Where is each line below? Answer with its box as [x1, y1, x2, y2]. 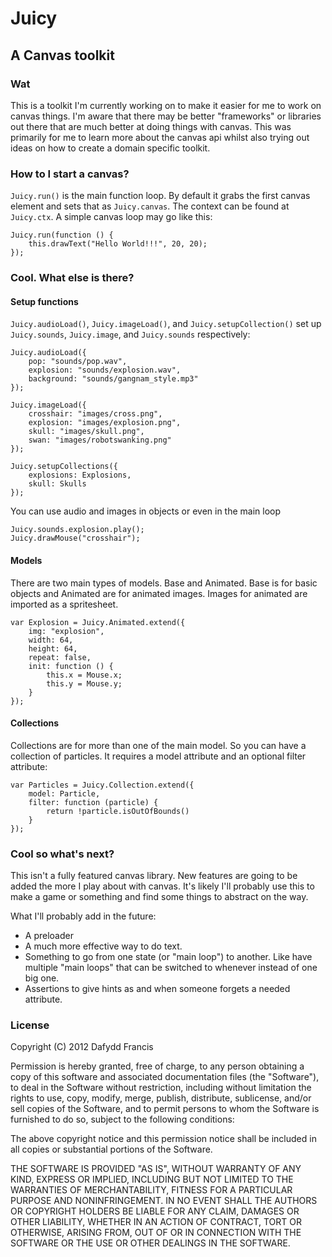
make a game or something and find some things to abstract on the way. [10, 891, 309, 902]
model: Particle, [28, 788, 101, 799]
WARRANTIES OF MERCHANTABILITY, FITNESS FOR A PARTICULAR [10, 1184, 293, 1196]
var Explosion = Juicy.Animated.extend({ [10, 617, 186, 627]
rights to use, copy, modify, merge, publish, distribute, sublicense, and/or [10, 1092, 312, 1104]
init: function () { [28, 661, 114, 671]
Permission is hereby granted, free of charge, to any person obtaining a [10, 1060, 305, 1072]
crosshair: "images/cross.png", [28, 409, 163, 419]
